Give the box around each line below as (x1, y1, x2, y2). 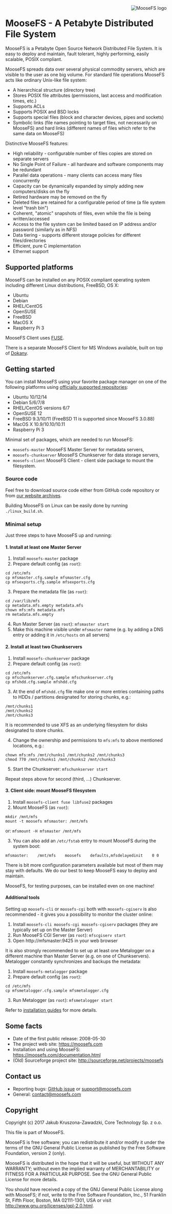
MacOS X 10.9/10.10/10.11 (12, 421, 66, 427)
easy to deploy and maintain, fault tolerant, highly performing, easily (5, 51, 149, 57)
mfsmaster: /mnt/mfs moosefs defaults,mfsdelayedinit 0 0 (5, 853, 159, 858)
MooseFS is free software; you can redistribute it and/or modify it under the (5, 1139, 165, 1145)
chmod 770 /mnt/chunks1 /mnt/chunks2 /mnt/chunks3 (5, 757, 116, 762)
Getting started (5, 365, 55, 373)
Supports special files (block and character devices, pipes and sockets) (12, 114, 164, 120)
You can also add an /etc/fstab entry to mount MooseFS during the (12, 838, 157, 844)
